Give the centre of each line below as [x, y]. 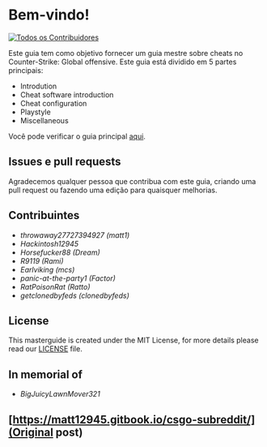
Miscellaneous [44, 120]
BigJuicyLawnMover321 [60, 394]
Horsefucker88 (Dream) [60, 252]
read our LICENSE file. [45, 349]
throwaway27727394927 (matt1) [75, 235]
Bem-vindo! [49, 15]
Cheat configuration [53, 103]
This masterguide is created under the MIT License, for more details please [133, 340]
